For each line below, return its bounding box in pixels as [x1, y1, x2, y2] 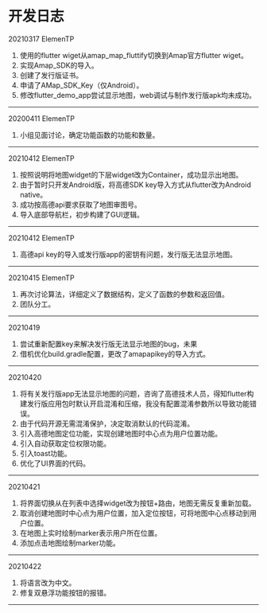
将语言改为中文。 [19, 578, 76, 588]
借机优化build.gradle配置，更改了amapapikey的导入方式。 [19, 349, 211, 358]
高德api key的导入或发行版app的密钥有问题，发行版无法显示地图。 [19, 249, 237, 259]
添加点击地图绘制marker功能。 [19, 538, 121, 548]
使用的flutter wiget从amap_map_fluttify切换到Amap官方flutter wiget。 [19, 50, 248, 60]
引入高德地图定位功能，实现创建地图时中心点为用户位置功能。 [19, 428, 222, 438]
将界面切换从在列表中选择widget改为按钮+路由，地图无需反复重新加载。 [19, 498, 256, 508]
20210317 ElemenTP [8, 33, 75, 44]
